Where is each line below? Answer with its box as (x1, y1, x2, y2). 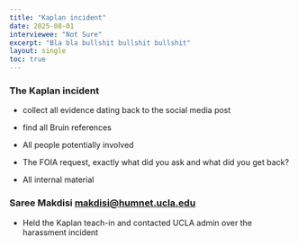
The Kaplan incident (9, 84, 100, 97)
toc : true (9, 55, 47, 64)
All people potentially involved (22, 140, 134, 151)
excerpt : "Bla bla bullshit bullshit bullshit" (9, 38, 192, 48)
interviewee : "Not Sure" (9, 30, 103, 39)
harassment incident (22, 226, 99, 238)
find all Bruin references (22, 122, 113, 133)
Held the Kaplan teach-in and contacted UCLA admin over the (22, 217, 252, 228)
